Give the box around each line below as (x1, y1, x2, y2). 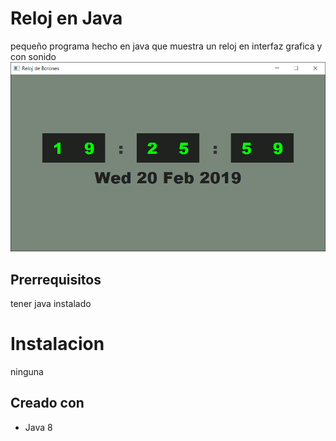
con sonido (10, 50, 57, 62)
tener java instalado (10, 298, 92, 310)
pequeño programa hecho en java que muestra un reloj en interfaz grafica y (10, 40, 323, 52)
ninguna (10, 366, 44, 378)
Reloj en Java (10, 7, 123, 30)
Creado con (10, 395, 85, 412)
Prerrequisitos (10, 271, 102, 288)
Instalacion (10, 333, 105, 356)
